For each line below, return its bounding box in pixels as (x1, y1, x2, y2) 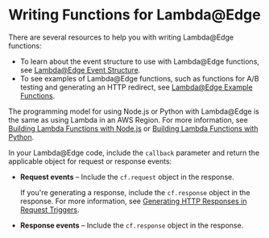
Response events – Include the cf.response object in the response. (19, 220, 244, 230)
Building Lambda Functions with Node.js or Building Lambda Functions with (8, 123, 259, 133)
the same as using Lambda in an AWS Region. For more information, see (8, 115, 248, 124)
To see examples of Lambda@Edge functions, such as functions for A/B (19, 73, 259, 83)
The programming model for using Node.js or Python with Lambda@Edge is (8, 106, 259, 116)
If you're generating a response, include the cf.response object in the (19, 187, 250, 197)
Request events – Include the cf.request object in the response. (19, 172, 235, 182)
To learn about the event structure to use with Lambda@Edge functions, (19, 56, 260, 66)
